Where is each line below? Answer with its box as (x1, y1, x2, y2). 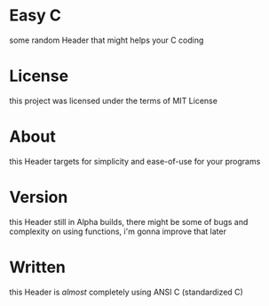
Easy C (9, 5, 62, 26)
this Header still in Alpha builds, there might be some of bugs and (9, 216, 249, 227)
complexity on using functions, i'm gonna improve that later (9, 226, 226, 237)
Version (9, 188, 68, 207)
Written (9, 257, 67, 277)
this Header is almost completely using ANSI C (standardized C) (9, 286, 244, 297)
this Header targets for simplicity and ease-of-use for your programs (9, 156, 261, 166)
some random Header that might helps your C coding (9, 35, 204, 45)
